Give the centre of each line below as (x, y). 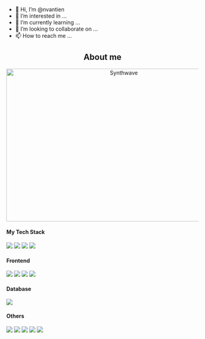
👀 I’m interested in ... (41, 16)
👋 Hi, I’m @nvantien (40, 9)
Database (19, 289)
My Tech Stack (26, 232)
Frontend (18, 260)
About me (103, 57)
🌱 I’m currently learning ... (48, 22)
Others (15, 316)
